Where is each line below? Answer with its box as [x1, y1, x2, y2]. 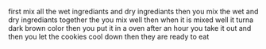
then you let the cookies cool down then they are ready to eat [8, 32, 210, 41]
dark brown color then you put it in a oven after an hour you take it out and [8, 24, 252, 32]
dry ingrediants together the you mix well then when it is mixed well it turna [8, 15, 254, 24]
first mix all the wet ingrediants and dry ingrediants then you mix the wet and [8, 7, 259, 16]
